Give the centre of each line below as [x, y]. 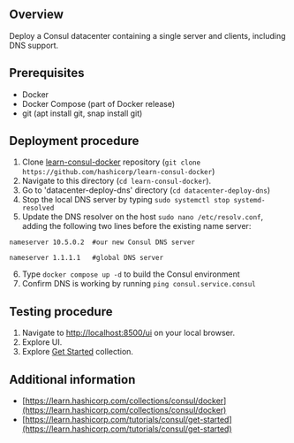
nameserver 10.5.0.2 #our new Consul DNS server [102, 242]
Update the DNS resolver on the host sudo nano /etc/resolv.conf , [143, 217]
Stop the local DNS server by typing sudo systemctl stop [126, 200]
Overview [37, 15]
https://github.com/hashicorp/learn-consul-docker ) [118, 172]
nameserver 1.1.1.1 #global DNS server [87, 258]
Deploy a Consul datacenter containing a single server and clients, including [147, 35]
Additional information [72, 379]
